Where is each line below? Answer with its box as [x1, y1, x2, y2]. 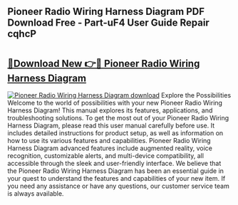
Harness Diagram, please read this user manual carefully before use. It [7, 121, 215, 130]
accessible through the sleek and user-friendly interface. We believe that [7, 159, 222, 167]
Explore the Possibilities [161, 91, 232, 99]
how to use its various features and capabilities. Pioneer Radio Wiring [7, 137, 212, 144]
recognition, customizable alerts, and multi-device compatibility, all [7, 152, 205, 159]
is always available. [7, 189, 64, 198]
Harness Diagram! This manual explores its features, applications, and [7, 106, 213, 115]
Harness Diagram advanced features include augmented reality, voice [7, 144, 212, 152]
